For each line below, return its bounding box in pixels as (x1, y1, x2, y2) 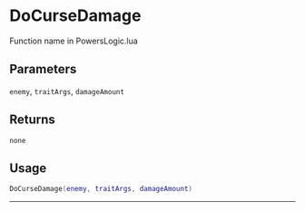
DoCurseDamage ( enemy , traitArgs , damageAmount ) (9, 185, 193, 194)
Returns (9, 112, 56, 128)
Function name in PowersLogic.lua (9, 35, 138, 46)
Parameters (9, 62, 77, 77)
